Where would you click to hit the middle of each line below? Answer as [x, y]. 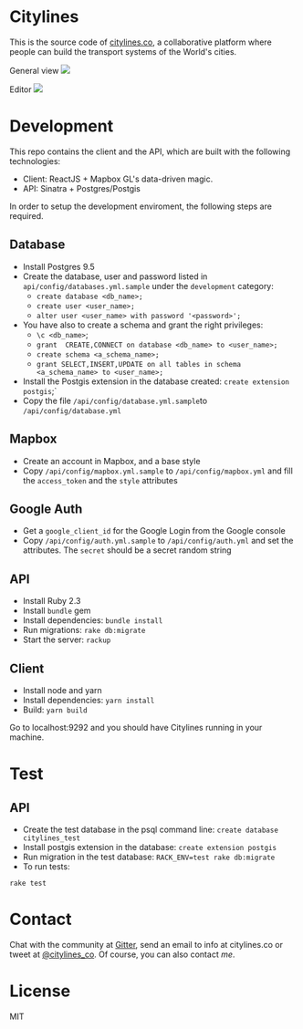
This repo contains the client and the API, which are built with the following [150, 151]
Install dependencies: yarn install [89, 700]
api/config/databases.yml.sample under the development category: [148, 286]
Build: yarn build [55, 710]
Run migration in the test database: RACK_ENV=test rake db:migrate [149, 857]
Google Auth [46, 509]
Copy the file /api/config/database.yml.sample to [115, 400]
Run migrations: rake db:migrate [84, 630]
